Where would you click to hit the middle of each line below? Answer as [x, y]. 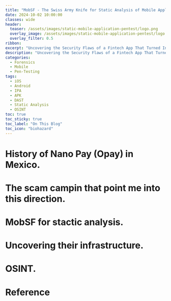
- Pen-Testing [25, 72]
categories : [18, 57]
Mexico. [23, 165]
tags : [11, 77]
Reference [27, 292]
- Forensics [23, 62]
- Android [20, 86]
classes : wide [20, 19]
